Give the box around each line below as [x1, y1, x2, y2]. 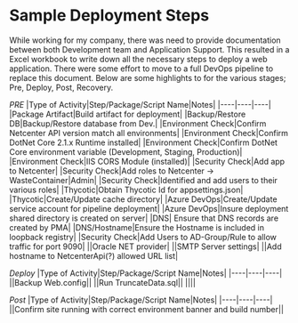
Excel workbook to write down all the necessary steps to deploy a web [9, 53, 269, 64]
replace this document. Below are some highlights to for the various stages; [9, 72, 286, 83]
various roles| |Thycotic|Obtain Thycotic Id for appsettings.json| [9, 184, 244, 195]
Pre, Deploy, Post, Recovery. [9, 82, 114, 93]
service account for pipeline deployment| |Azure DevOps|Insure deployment [9, 203, 289, 214]
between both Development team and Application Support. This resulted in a [9, 44, 290, 54]
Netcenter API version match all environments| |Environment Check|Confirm [9, 127, 289, 138]
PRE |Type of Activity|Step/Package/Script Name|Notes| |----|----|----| [9, 99, 271, 109]
